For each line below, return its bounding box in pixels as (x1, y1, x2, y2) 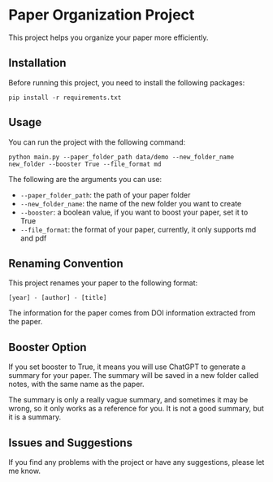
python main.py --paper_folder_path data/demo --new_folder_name (8, 153, 234, 161)
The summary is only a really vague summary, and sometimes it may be (8, 395, 249, 405)
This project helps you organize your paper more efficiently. (8, 33, 209, 42)
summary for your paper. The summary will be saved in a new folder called (8, 371, 259, 380)
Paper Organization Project (8, 6, 195, 24)
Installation (8, 56, 67, 70)
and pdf (19, 233, 47, 243)
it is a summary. (8, 412, 62, 422)
